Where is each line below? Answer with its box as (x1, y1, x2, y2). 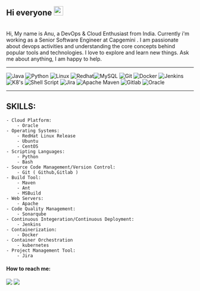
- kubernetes (17, 242, 49, 248)
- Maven (17, 180, 36, 186)
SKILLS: (6, 102, 36, 112)
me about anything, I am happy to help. (6, 55, 102, 62)
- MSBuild (17, 190, 42, 196)
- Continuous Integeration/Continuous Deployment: (6, 216, 135, 222)
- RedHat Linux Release (17, 133, 76, 139)
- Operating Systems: (6, 127, 60, 134)
